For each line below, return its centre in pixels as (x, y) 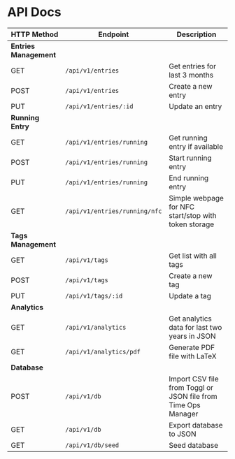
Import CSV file (194, 379)
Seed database (194, 445)
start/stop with (193, 215)
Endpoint (114, 34)
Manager (184, 414)
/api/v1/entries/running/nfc (114, 211)
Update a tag (190, 296)
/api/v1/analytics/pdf (103, 351)
